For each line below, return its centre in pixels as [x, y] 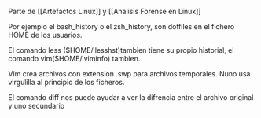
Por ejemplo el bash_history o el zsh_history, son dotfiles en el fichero [121, 26]
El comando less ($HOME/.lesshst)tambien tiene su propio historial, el [121, 50]
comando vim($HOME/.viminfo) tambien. [74, 59]
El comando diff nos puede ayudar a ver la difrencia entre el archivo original [131, 97]
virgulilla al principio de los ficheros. [66, 82]
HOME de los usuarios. [45, 35]
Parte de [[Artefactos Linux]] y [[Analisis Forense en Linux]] [105, 11]
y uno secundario [37, 106]
